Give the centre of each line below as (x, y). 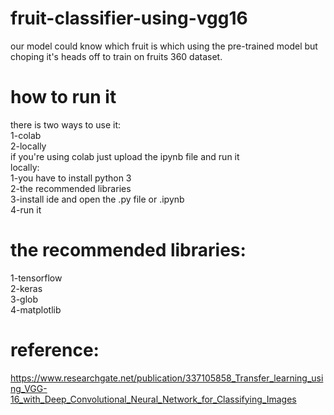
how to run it (63, 97)
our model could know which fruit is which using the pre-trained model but (164, 46)
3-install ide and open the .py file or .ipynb (97, 199)
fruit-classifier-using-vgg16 (129, 18)
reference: (55, 350)
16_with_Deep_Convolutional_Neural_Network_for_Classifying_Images (153, 399)
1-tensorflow (36, 278)
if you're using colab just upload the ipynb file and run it (125, 156)
